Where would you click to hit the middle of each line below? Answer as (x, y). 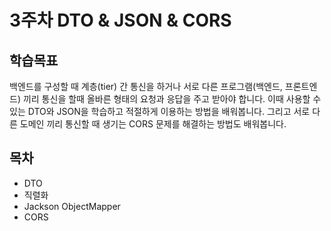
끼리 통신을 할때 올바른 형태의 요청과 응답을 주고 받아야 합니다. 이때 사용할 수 (172, 99)
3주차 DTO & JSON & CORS (120, 20)
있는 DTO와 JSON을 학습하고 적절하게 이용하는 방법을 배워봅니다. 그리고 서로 (160, 111)
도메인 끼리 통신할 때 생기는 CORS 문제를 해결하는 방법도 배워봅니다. (153, 124)
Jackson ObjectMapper (72, 206)
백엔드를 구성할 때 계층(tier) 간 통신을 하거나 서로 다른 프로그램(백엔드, (146, 86)
